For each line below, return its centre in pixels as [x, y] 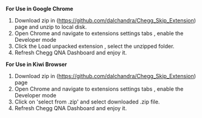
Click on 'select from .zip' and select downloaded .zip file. [87, 102]
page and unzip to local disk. [50, 27]
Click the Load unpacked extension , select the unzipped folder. [94, 46]
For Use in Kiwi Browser [37, 64]
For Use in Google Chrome [40, 9]
